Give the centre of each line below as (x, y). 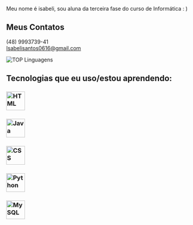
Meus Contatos (35, 27)
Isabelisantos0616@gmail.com (44, 48)
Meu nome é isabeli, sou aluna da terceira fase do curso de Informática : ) (97, 9)
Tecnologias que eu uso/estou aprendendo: (89, 78)
